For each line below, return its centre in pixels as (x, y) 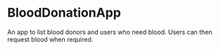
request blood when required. (50, 39)
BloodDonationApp (64, 13)
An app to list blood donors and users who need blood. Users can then (110, 32)
